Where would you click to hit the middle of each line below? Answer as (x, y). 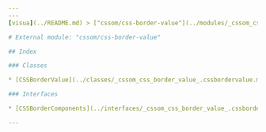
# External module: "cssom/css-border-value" (84, 37)
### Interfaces (33, 94)
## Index (23, 51)
